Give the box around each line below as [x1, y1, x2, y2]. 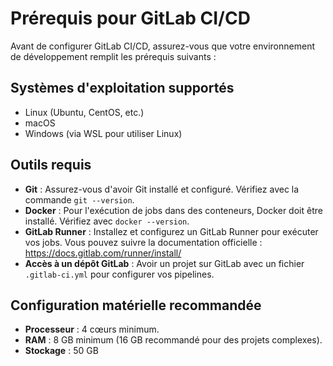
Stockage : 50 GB [24, 345, 99, 357]
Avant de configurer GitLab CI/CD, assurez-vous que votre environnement [10, 40, 315, 52]
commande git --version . [24, 193, 135, 206]
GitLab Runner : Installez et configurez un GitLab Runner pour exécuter [24, 225, 319, 237]
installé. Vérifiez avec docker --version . [24, 215, 190, 227]
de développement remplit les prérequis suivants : [10, 50, 217, 62]
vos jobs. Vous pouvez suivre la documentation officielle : [24, 236, 263, 248]
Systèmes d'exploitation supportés [10, 80, 235, 97]
